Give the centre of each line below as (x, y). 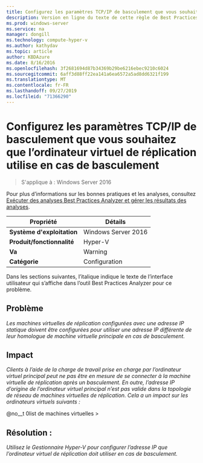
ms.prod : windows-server (37, 23)
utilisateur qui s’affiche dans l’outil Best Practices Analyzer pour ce (89, 283)
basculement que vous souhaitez (91, 139)
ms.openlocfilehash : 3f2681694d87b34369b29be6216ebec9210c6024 (88, 68)
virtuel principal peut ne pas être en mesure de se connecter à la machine (98, 376)
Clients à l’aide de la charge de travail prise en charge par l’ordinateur (94, 370)
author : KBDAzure (28, 57)
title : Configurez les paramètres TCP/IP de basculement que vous (92, 12)
